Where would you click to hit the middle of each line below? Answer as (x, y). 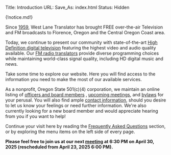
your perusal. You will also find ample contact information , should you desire (86, 100)
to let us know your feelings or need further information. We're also (76, 106)
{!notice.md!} (19, 17)
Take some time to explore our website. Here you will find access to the (80, 74)
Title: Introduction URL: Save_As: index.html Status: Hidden (67, 7)
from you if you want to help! (36, 116)
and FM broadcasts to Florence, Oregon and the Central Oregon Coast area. (85, 32)
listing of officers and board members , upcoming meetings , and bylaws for (84, 95)
